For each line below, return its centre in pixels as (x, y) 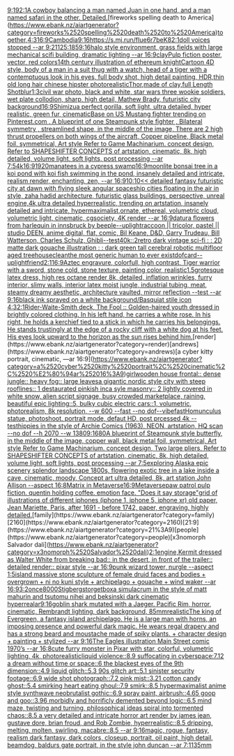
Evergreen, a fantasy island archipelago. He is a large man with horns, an (112, 619)
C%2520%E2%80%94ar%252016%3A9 (65, 374)
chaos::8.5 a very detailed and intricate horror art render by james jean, (110, 715)
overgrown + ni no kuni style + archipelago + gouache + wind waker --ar (112, 582)
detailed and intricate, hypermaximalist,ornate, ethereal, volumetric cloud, (113, 210)
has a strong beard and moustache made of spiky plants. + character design (117, 634)
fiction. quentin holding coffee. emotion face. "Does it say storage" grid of (112, 493)
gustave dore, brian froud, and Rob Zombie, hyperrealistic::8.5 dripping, (110, 723)
